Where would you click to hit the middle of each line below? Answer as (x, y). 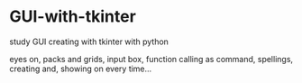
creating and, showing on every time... (81, 69)
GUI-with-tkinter (73, 17)
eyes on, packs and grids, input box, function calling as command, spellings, (151, 59)
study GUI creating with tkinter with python (89, 41)
